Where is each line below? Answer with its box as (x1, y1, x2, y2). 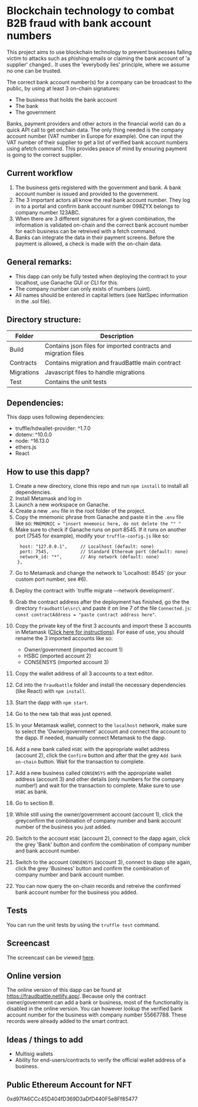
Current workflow (6, 169, 73, 179)
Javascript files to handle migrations (44, 368, 145, 376)
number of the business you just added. (15, 823, 112, 830)
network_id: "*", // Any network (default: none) (19, 554, 160, 560)
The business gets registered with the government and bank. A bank (15, 184, 182, 191)
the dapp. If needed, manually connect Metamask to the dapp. (15, 734, 166, 741)
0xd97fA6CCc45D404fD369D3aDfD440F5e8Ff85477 (6, 1095, 138, 1102)
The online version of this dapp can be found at (6, 987, 122, 994)
